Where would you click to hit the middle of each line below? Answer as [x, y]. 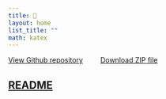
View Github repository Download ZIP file [83, 60]
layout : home [30, 23]
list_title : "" [33, 30]
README [30, 85]
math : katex [28, 38]
